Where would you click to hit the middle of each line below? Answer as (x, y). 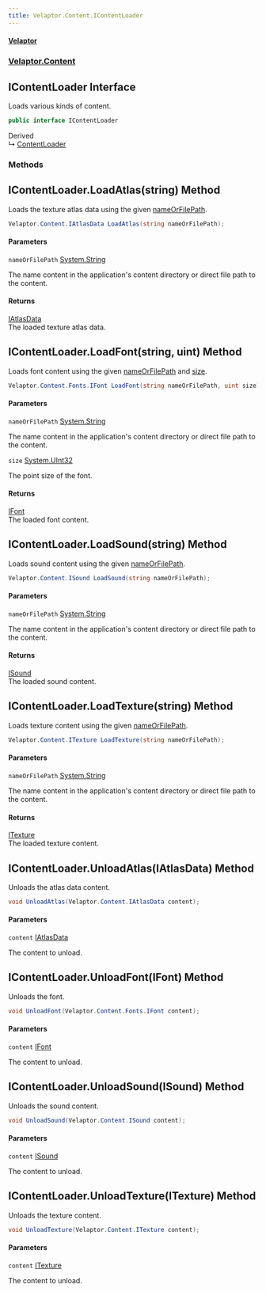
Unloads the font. (36, 996)
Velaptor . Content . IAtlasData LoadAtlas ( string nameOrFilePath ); (116, 224)
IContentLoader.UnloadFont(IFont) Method (116, 977)
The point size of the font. (50, 475)
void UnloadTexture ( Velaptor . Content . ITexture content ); (104, 1229)
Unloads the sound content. (53, 1106)
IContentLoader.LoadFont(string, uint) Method (125, 352)
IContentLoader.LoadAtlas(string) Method (114, 190)
